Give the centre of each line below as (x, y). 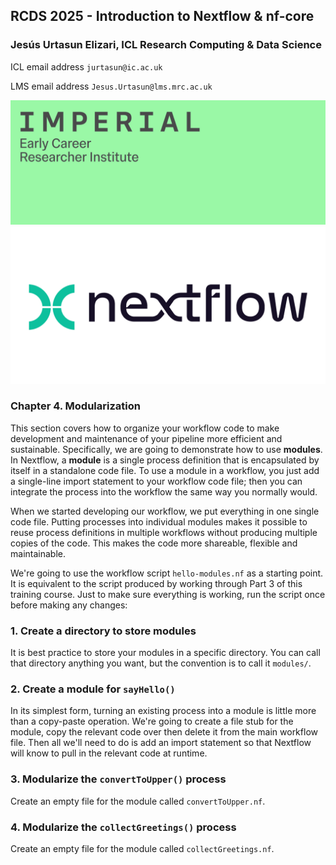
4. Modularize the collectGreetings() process (123, 827)
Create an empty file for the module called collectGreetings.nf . (142, 849)
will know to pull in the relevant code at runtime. (109, 753)
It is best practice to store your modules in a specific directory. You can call (165, 653)
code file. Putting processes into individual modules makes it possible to (159, 521)
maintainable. (38, 553)
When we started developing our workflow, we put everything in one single (165, 511)
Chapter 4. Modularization (75, 406)
